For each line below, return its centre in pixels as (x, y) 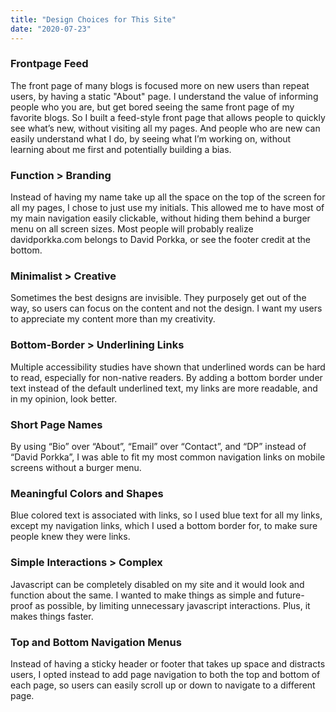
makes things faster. (52, 616)
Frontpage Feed (49, 64)
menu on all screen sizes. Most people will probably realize (132, 229)
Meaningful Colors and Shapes (87, 493)
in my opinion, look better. (64, 398)
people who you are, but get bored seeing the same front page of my (152, 107)
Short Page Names (56, 424)
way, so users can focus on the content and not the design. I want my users (166, 308)
